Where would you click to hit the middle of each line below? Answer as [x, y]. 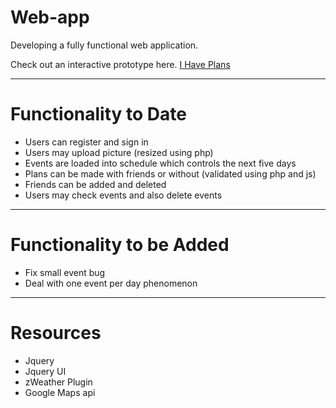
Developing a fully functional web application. [104, 45]
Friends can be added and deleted [95, 184]
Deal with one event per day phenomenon [111, 283]
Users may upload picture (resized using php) [119, 152]
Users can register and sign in [86, 142]
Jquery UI [45, 371]
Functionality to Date [98, 114]
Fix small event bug [65, 272]
